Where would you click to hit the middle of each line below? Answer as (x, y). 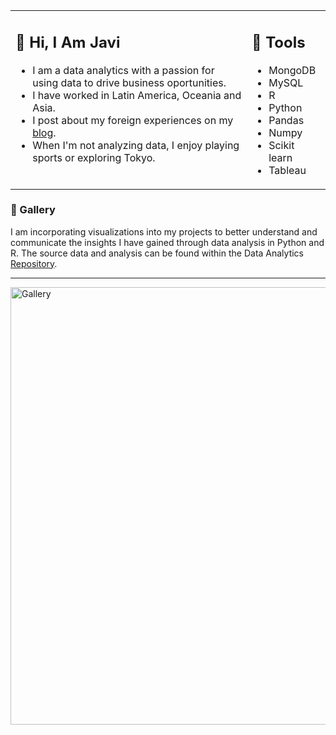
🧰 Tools (278, 42)
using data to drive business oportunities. (129, 82)
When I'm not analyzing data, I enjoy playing (136, 145)
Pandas (286, 120)
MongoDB (292, 70)
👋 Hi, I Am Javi (68, 42)
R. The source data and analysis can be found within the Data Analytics (157, 253)
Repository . (34, 263)
